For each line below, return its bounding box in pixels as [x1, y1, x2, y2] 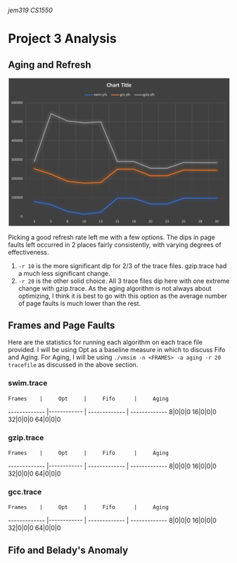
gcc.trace [8, 487, 42, 497]
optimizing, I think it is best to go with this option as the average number [18, 291, 228, 300]
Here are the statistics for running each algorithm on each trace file [8, 338, 203, 346]
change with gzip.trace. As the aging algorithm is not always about [18, 284, 212, 292]
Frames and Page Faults [8, 320, 115, 332]
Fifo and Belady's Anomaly [8, 544, 129, 556]
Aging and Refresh [8, 59, 91, 71]
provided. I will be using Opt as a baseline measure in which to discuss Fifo [8, 346, 226, 354]
